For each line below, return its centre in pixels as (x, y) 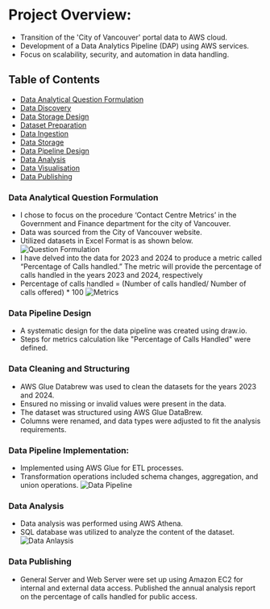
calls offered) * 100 (52, 292)
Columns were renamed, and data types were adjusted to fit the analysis (140, 421)
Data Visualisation (50, 168)
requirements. (43, 429)
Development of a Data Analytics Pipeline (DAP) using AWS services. (135, 45)
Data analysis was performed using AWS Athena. (102, 523)
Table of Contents (54, 80)
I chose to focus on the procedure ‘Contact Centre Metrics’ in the (128, 215)
